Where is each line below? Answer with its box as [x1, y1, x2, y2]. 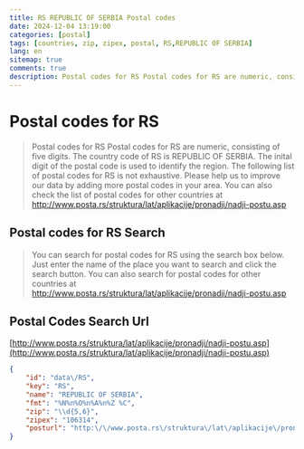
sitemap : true [9, 55, 63, 64]
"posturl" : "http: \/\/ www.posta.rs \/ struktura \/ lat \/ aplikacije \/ [25, 424, 281, 433]
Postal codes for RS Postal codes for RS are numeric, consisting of [31, 141, 280, 152]
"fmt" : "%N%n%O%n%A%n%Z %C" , [25, 398, 136, 407]
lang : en [9, 47, 43, 56]
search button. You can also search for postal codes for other [31, 268, 261, 279]
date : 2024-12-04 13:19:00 [9, 22, 111, 31]
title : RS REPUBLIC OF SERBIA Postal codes [9, 13, 176, 23]
